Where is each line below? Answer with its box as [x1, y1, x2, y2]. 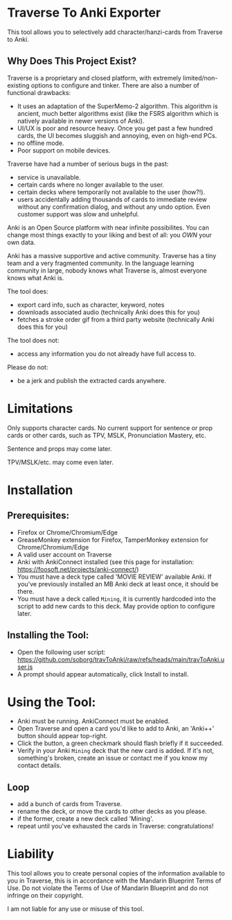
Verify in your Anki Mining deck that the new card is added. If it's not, [17, 747, 215, 755]
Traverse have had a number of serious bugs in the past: [7, 160, 169, 168]
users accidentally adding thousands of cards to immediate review [17, 195, 208, 203]
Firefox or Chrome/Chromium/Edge [17, 528, 118, 536]
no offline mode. [17, 139, 64, 147]
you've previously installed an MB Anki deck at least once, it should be [17, 579, 219, 588]
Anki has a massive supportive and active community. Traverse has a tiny [7, 251, 217, 259]
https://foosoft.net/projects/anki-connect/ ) [17, 565, 139, 573]
